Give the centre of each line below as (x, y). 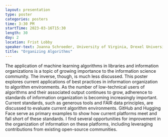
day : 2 (12, 38)
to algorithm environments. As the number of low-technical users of (75, 87)
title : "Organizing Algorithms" (39, 51)
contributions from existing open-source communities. (61, 129)
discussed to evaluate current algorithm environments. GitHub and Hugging (83, 108)
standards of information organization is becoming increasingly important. (81, 97)
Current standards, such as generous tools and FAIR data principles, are (79, 103)
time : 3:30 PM (20, 24)
